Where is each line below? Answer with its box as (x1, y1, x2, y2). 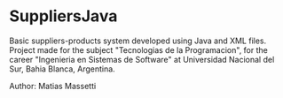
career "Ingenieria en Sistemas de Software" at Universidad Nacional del (9, 54, 275, 64)
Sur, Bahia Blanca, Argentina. (9, 64, 115, 74)
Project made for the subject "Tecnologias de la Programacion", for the (9, 44, 268, 55)
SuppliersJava (9, 6, 118, 26)
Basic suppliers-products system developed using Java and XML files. (9, 35, 267, 46)
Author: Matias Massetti (9, 80, 97, 91)
